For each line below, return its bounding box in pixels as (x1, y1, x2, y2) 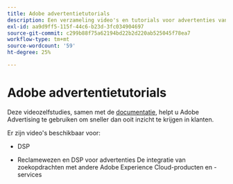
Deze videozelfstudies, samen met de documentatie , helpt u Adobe (7, 108, 200, 116)
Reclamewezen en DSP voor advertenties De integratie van (17, 156, 186, 164)
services (17, 170, 42, 178)
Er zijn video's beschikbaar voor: (7, 128, 101, 137)
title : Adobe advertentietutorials (7, 10, 110, 17)
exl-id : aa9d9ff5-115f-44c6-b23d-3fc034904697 (7, 23, 144, 30)
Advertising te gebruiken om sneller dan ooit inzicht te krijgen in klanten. (7, 115, 214, 124)
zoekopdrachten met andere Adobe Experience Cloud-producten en (17, 162, 213, 171)
